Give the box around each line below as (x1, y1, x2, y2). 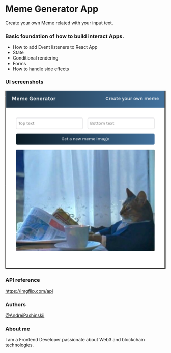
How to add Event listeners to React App (12, 44, 98, 50)
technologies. (5, 342, 34, 348)
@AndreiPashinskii (5, 312, 45, 318)
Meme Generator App (5, 3, 99, 15)
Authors (5, 301, 26, 308)
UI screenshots (5, 78, 44, 85)
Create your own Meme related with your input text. (5, 20, 113, 26)
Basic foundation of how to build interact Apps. (5, 33, 124, 40)
